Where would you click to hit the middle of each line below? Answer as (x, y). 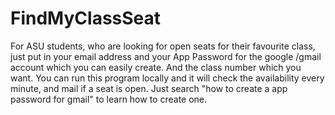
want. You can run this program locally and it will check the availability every (167, 78)
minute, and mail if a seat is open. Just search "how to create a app (149, 88)
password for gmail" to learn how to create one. (109, 99)
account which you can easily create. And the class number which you (156, 67)
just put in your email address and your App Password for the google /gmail (166, 56)
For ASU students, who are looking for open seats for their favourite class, (163, 46)
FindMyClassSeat (86, 18)
